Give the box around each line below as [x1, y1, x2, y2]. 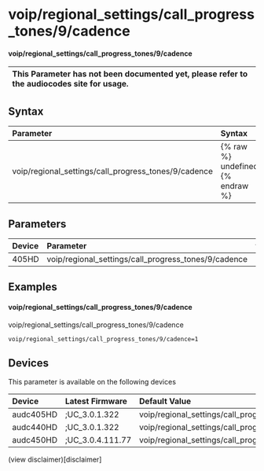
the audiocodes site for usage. [12, 79, 129, 90]
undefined [220, 161, 258, 172]
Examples [8, 281, 57, 294]
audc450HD [12, 435, 57, 446]
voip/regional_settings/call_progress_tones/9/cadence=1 [8, 335, 199, 343]
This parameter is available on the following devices [8, 377, 177, 387]
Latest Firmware [64, 396, 128, 407]
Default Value [138, 396, 191, 407]
